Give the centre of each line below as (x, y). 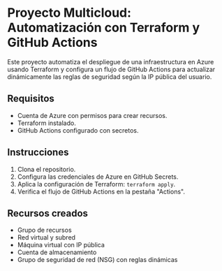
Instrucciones (38, 153)
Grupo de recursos (44, 230)
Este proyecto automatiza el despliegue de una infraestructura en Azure (111, 61)
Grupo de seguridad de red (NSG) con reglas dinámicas (97, 260)
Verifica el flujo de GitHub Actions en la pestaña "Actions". (101, 191)
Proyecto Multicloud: (69, 13)
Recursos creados (48, 213)
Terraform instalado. (47, 123)
